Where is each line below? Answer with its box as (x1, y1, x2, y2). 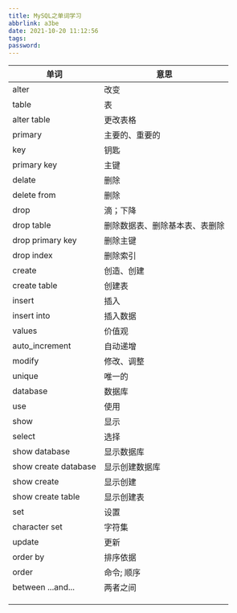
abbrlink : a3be (8, 19, 59, 27)
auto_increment (12, 340, 72, 352)
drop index (12, 250, 54, 261)
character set (12, 521, 63, 533)
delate (12, 175, 36, 186)
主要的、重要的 (104, 130, 161, 141)
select (12, 431, 36, 442)
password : (8, 42, 42, 50)
